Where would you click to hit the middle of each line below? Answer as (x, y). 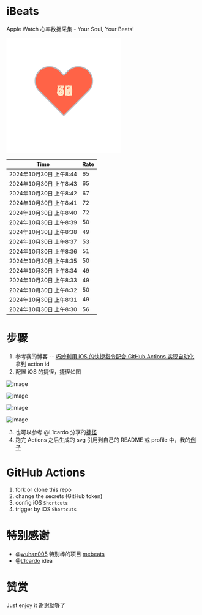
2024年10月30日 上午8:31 (43, 300)
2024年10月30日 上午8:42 (43, 194)
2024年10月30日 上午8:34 (43, 271)
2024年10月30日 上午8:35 (43, 261)
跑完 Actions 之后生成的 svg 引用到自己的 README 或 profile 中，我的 (103, 440)
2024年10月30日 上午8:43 (43, 183)
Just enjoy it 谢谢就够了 (36, 605)
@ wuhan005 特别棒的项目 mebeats (60, 554)
